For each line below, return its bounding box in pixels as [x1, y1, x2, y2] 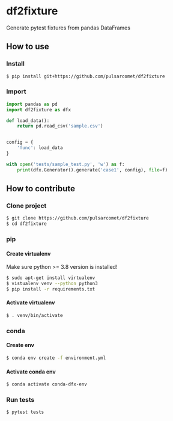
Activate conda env [6, 368, 56, 375]
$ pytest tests [6, 409, 44, 416]
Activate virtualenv [6, 299, 55, 306]
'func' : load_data [17, 145, 63, 151]
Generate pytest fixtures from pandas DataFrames [6, 24, 131, 31]
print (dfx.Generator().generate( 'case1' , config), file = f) [17, 167, 168, 173]
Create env [6, 342, 35, 349]
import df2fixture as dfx [6, 106, 71, 112]
